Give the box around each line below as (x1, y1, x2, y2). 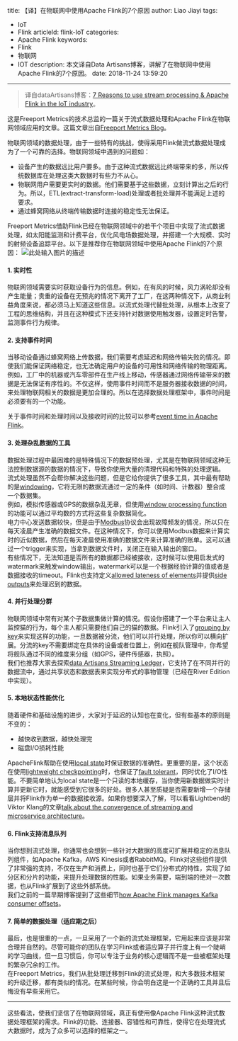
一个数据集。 (7, 491, 45, 499)
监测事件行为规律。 (7, 318, 64, 327)
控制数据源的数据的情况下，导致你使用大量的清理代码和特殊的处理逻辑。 (13, 465, 225, 473)
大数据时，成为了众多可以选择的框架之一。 (7, 1026, 132, 1035)
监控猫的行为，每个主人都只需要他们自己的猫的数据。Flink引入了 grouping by (7, 622, 230, 632)
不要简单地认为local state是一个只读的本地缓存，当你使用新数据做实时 (19, 776, 224, 785)
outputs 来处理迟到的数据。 (7, 579, 86, 588)
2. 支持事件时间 (7, 336, 52, 344)
